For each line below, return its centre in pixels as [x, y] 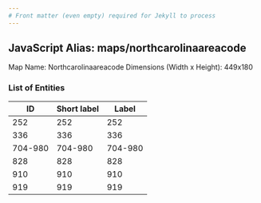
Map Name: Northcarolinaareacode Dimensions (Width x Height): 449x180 [131, 67]
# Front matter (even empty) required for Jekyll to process [112, 16]
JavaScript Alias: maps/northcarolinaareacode [127, 48]
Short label [78, 109]
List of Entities [37, 88]
